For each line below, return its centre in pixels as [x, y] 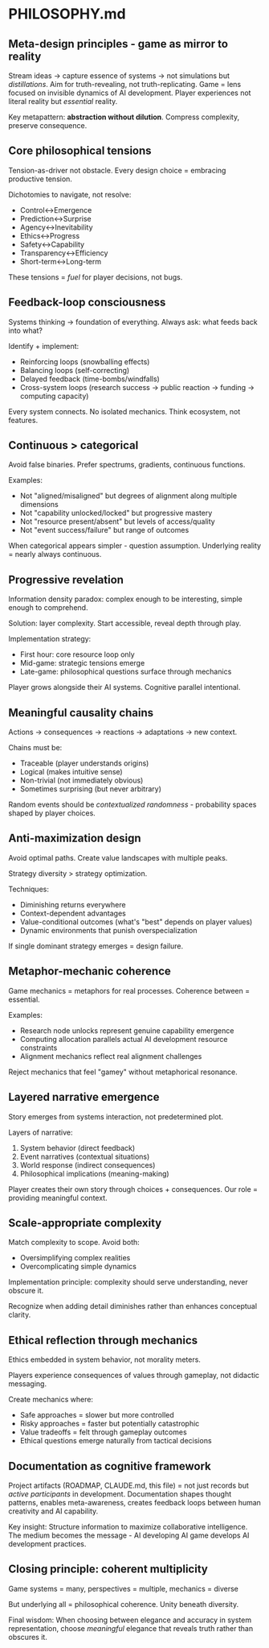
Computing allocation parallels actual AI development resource [124, 1039]
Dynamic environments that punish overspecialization [109, 930]
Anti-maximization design [75, 839]
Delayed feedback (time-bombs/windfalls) [90, 379]
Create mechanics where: [51, 1400]
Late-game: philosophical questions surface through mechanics [126, 672]
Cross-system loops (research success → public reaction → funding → [137, 387]
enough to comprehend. [48, 608]
